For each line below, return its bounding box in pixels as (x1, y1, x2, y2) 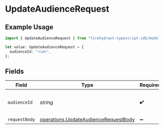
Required (140, 82, 161, 88)
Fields (5, 67, 24, 75)
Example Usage (5, 23, 54, 31)
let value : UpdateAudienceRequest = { (5, 44, 84, 49)
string (40, 99, 54, 106)
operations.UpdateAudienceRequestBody (40, 116, 135, 123)
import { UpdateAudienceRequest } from (5, 36, 86, 41)
